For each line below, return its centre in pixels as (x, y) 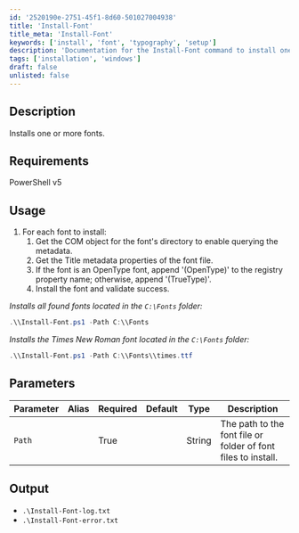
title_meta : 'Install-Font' (61, 34)
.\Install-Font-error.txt (70, 521)
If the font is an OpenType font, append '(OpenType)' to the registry (159, 270)
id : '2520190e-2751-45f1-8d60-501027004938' (93, 17)
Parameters (42, 384)
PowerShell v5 (36, 183)
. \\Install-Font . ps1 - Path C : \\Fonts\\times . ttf (101, 356)
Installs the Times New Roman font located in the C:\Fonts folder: (129, 340)
